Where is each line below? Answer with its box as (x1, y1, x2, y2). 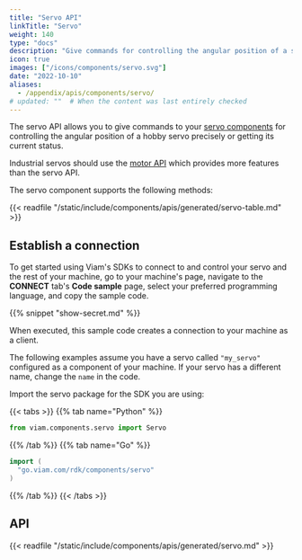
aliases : (9, 80, 42, 89)
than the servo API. (9, 167, 81, 178)
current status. (9, 140, 64, 151)
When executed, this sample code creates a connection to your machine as (9, 325, 289, 336)
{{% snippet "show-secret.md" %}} (9, 307, 141, 319)
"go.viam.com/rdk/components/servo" (17, 465, 155, 475)
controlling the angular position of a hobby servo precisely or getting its (9, 131, 274, 142)
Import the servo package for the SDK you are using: (9, 388, 205, 400)
